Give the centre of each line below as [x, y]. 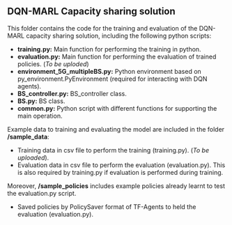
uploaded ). [33, 157]
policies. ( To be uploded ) [53, 64]
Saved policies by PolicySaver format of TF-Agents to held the [107, 207]
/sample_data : [29, 137]
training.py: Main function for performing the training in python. [109, 49]
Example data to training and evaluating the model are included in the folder [116, 129]
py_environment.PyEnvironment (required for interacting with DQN [112, 79]
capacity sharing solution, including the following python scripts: [119, 36]
